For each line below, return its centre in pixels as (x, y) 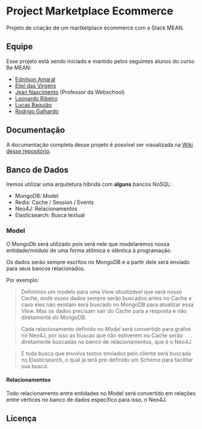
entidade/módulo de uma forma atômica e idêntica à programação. (89, 250)
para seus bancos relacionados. (46, 268)
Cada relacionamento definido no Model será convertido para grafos (106, 329)
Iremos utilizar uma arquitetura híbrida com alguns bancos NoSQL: (89, 184)
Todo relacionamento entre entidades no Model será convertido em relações (101, 393)
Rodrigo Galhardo (37, 111)
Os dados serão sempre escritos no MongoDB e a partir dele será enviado (98, 262)
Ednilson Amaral (35, 79)
